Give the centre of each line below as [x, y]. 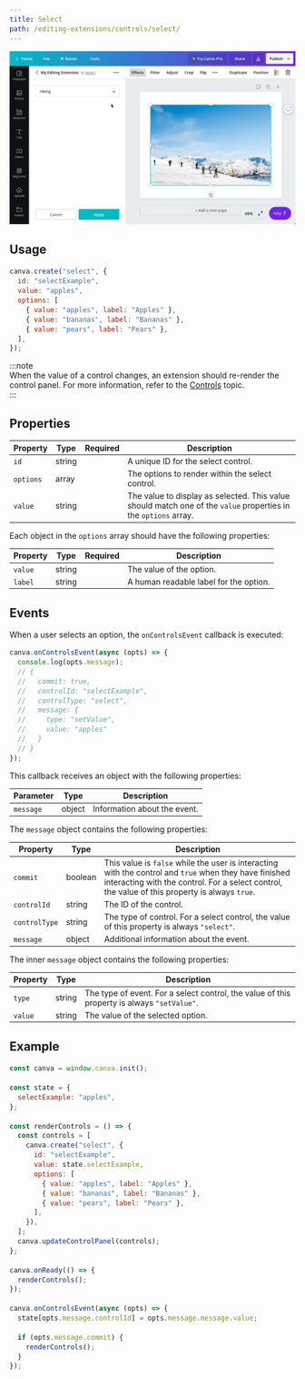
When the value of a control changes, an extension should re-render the [144, 375]
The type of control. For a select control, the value [197, 917]
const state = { [40, 1088]
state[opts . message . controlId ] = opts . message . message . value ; [138, 1318]
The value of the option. [171, 569]
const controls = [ [54, 1136]
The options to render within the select [199, 474]
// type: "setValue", [67, 720]
